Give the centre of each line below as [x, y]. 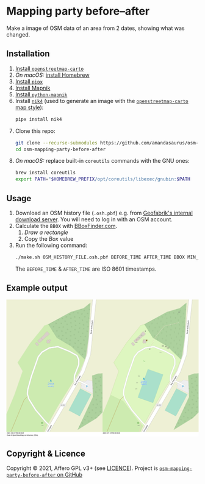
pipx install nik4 [38, 119]
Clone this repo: [35, 131]
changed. [18, 34]
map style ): [29, 107]
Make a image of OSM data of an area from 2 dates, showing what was [95, 28]
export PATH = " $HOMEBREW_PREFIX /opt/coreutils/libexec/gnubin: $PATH [103, 179]
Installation [28, 54]
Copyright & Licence [46, 453]
